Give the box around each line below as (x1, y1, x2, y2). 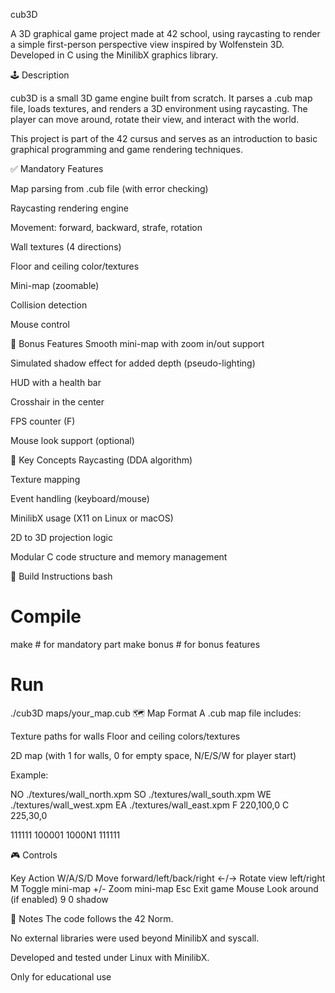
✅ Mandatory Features (10, 163, 104, 174)
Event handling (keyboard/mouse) (10, 493, 150, 504)
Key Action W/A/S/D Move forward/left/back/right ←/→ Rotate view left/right (10, 872, 326, 884)
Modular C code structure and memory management (10, 551, 228, 563)
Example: (10, 769, 49, 781)
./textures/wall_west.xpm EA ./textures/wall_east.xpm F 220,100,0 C (10, 799, 290, 811)
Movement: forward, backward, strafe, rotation (10, 222, 203, 233)
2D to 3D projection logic (10, 532, 113, 543)
